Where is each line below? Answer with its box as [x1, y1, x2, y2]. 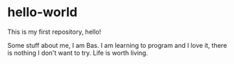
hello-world [7, 4, 78, 20]
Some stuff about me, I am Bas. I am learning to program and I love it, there [7, 41, 228, 49]
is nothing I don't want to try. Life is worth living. [7, 49, 148, 57]
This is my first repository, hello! [7, 27, 102, 36]
